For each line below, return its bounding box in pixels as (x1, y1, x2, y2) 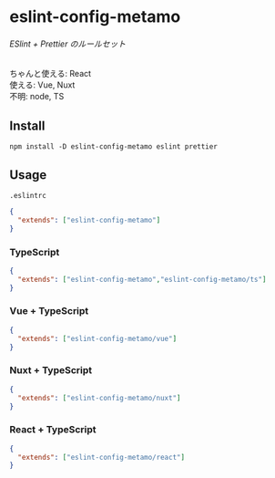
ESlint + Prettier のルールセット (9, 38, 127, 49)
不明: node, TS (9, 91, 65, 102)
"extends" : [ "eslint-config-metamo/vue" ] (17, 334, 178, 343)
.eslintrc (9, 192, 47, 201)
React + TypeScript (9, 423, 97, 436)
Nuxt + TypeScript (9, 364, 93, 377)
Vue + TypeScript (9, 305, 89, 317)
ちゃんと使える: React (9, 68, 92, 79)
